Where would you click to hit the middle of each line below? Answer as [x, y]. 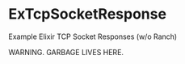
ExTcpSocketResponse [88, 14]
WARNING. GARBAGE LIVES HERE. [66, 52]
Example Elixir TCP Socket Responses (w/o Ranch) [93, 36]
